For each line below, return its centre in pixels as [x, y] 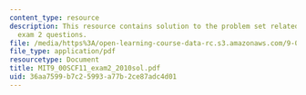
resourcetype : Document [55, 60]
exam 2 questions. [53, 34]
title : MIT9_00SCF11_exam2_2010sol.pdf [85, 69]
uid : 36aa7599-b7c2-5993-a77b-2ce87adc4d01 [93, 77]
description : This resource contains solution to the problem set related [154, 26]
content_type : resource [55, 18]
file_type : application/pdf [63, 52]
